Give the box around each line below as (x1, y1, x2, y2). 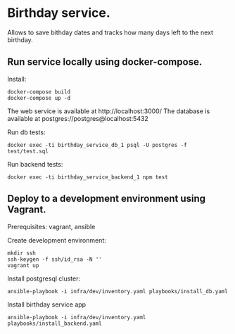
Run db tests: (7, 128, 46, 136)
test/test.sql (7, 148, 49, 155)
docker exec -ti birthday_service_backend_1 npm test (7, 174, 169, 181)
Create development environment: (7, 236, 107, 244)
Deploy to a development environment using (7, 193, 206, 205)
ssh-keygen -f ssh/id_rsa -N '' (7, 255, 102, 263)
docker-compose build (7, 88, 71, 96)
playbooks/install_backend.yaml (7, 320, 102, 327)
